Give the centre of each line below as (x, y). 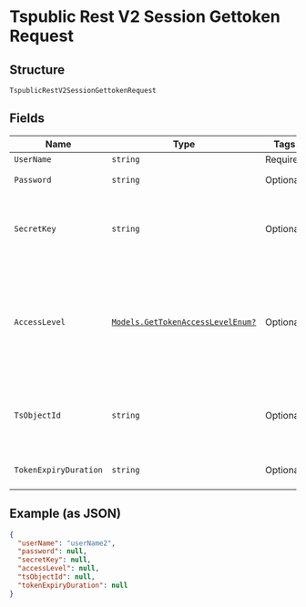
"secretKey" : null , (55, 560)
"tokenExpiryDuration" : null (73, 585)
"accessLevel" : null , (59, 569)
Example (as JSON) (65, 514)
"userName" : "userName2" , (67, 543)
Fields (27, 119)
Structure (37, 70)
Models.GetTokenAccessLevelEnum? (184, 322)
